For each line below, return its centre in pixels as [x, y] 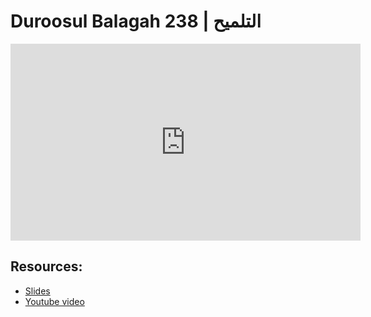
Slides [37, 291]
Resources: [46, 266]
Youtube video [54, 301]
